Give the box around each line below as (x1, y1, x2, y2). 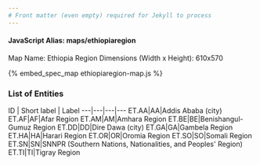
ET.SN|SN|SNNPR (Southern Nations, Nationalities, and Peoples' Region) (8, 139, 243, 149)
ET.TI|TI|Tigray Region (8, 148, 81, 157)
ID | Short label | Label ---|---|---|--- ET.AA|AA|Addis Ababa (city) (8, 106, 222, 115)
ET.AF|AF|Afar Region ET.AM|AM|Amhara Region (8, 115, 167, 124)
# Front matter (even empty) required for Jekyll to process (8, 11, 212, 20)
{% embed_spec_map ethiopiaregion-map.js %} (8, 68, 163, 78)
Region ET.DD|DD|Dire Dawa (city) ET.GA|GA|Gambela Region (32, 123, 233, 132)
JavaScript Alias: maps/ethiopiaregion (8, 36, 136, 46)
